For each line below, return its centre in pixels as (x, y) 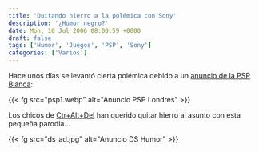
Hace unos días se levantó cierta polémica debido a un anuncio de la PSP (129, 76)
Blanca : (21, 84)
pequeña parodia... (39, 124)
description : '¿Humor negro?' (59, 23)
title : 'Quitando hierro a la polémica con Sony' (93, 16)
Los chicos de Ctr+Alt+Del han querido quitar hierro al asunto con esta (125, 115)
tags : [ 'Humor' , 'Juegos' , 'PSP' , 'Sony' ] (80, 46)
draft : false (30, 38)
